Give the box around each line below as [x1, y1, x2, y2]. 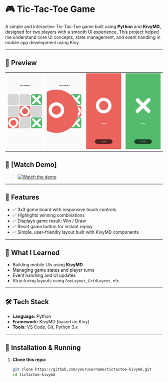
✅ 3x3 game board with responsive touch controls [12, 206, 116, 213]
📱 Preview [5, 59, 37, 67]
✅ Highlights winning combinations [12, 212, 85, 218]
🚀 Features [5, 193, 39, 202]
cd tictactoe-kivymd [12, 372, 55, 377]
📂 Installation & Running [5, 343, 81, 352]
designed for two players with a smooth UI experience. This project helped [5, 29, 159, 35]
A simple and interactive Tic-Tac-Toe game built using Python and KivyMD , [5, 23, 161, 30]
